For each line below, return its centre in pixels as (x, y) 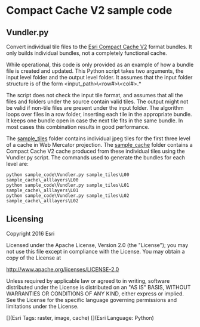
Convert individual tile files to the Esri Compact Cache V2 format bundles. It (99, 47)
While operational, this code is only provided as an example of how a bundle (100, 64)
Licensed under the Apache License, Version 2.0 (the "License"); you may (97, 245)
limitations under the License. (42, 306)
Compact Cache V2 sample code (89, 10)
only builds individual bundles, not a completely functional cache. (87, 53)
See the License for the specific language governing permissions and (92, 300)
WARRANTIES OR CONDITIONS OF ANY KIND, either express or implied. (95, 294)
